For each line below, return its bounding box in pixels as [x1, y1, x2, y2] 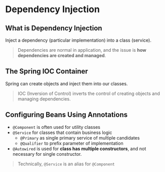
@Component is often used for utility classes [12, 124, 100, 130]
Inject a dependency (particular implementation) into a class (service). [5, 37, 152, 43]
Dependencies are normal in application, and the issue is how [17, 47, 147, 53]
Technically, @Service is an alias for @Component [17, 161, 115, 167]
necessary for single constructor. [12, 151, 82, 157]
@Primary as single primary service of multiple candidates [20, 134, 140, 141]
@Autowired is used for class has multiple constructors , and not [12, 146, 146, 152]
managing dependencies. [17, 95, 71, 102]
